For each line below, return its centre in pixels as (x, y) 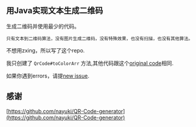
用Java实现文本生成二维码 (55, 11)
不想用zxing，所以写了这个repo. (45, 50)
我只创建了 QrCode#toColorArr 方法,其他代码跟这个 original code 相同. (90, 63)
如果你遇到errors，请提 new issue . (48, 76)
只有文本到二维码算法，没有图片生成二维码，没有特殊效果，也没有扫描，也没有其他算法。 (99, 38)
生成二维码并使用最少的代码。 (43, 26)
